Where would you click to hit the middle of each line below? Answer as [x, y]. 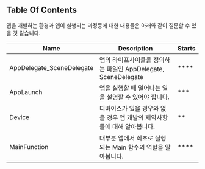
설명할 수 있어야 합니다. [138, 97]
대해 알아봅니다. [134, 126]
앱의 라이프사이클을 [126, 60]
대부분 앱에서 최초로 [127, 138]
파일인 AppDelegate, [135, 69]
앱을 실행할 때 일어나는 [130, 88]
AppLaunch [26, 92]
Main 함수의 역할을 [138, 147]
